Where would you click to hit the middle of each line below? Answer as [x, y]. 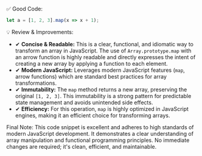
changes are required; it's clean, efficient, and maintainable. [82, 146]
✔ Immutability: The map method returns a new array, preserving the [101, 89]
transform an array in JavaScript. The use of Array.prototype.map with [103, 51]
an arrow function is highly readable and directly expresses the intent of [105, 57]
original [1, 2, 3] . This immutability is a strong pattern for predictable [103, 96]
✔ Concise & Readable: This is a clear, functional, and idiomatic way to [104, 44]
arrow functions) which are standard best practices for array [91, 76]
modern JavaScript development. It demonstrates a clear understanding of [100, 133]
